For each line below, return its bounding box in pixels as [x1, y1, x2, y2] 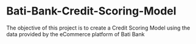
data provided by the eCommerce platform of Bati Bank [6, 30, 145, 37]
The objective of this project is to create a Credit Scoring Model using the [6, 24, 191, 31]
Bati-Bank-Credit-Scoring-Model [6, 4, 177, 18]
